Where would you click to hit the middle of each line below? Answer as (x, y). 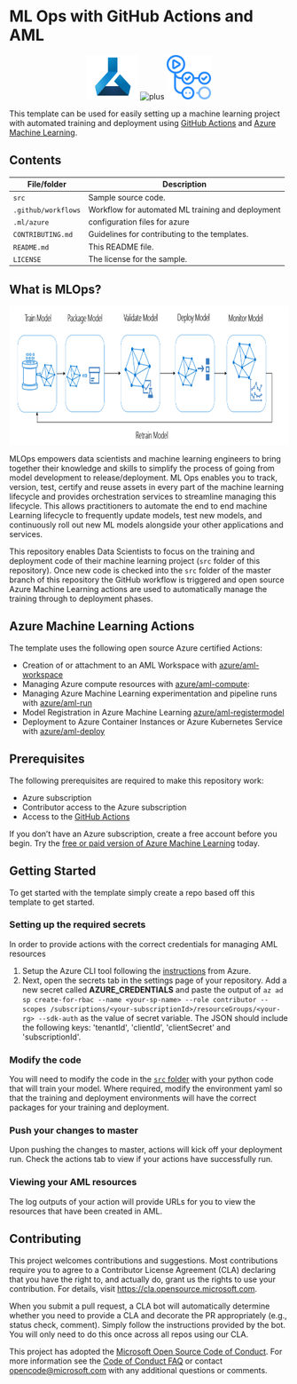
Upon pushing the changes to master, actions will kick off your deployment (146, 1150)
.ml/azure (31, 223)
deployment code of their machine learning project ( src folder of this (135, 561)
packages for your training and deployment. (90, 1108)
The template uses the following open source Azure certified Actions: (136, 648)
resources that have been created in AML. (86, 1211)
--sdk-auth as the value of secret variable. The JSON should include (163, 1017)
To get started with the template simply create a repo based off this (132, 892)
